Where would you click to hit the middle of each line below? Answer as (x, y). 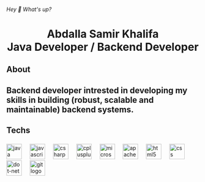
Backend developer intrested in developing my (97, 90)
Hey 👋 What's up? (29, 9)
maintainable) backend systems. (70, 109)
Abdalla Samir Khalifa (103, 34)
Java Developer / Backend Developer (103, 47)
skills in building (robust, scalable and (80, 100)
